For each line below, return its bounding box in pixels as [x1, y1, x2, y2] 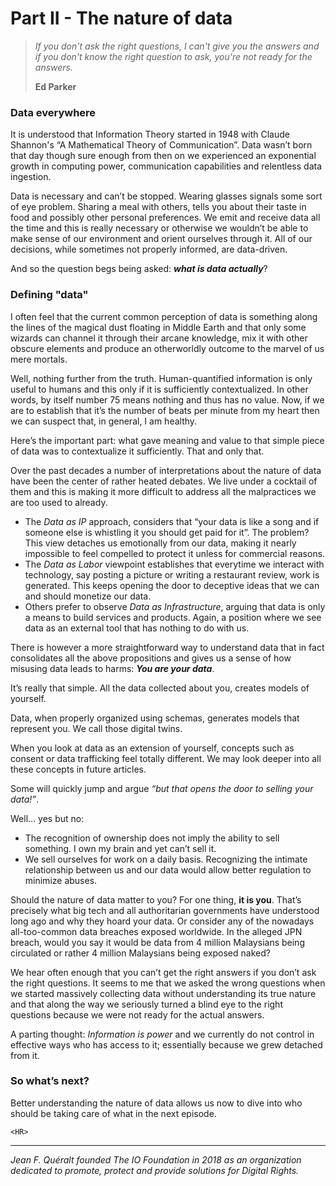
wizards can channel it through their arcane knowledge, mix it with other [10, 332, 308, 344]
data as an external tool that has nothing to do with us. [24, 622, 250, 634]
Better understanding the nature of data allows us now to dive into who [10, 1097, 303, 1109]
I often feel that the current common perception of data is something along [10, 310, 318, 322]
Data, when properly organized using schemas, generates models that [10, 712, 300, 724]
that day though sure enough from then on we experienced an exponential [10, 150, 317, 162]
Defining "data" [10, 288, 89, 302]
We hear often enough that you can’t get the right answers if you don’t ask [10, 966, 317, 978]
